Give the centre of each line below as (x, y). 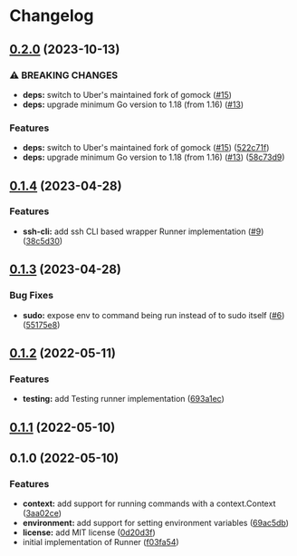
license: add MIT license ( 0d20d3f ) (89, 532)
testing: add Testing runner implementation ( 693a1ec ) (123, 399)
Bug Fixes (32, 296)
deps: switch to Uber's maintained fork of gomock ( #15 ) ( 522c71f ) (146, 148)
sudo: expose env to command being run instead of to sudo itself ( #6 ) (153, 315)
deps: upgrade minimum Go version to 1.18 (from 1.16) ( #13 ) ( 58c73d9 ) (153, 157)
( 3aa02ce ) (42, 513)
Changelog (52, 16)
